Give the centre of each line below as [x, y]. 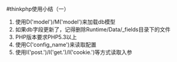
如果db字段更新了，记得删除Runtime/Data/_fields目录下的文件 [93, 29]
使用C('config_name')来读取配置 [56, 45]
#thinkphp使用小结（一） [38, 9]
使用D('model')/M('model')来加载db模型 [65, 22]
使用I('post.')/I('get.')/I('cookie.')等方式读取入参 [74, 52]
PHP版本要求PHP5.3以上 [46, 37]
